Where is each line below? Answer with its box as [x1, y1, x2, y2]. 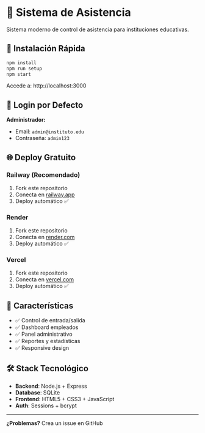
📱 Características [6, 300, 74, 311]
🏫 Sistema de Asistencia [6, 6, 131, 20]
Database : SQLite [15, 389, 60, 396]
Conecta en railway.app [15, 191, 75, 198]
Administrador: [6, 116, 46, 124]
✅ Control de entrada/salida [15, 317, 85, 324]
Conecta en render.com [15, 234, 75, 241]
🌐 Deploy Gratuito [6, 152, 76, 163]
